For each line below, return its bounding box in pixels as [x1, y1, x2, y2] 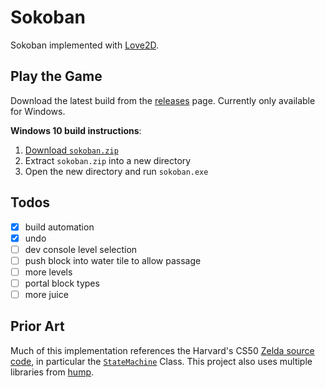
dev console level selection [24, 243, 138, 255]
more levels [24, 266, 73, 278]
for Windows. [10, 105, 66, 117]
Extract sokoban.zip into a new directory [24, 154, 192, 166]
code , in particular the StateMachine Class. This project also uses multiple [10, 355, 313, 367]
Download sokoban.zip [24, 144, 119, 156]
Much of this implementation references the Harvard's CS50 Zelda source [10, 344, 315, 356]
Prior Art [10, 318, 65, 335]
